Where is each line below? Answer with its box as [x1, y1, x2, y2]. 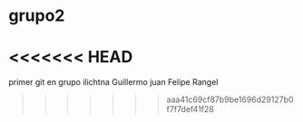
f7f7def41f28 [166, 104, 214, 115]
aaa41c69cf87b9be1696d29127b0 [166, 94, 294, 105]
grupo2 [8, 5, 65, 26]
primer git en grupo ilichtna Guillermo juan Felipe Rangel [8, 77, 219, 88]
